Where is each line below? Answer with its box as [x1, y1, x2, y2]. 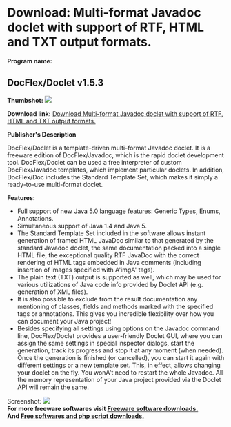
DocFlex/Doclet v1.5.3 [7, 77, 104, 89]
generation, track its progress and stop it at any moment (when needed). [17, 346, 224, 355]
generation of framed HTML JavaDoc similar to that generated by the [17, 236, 214, 244]
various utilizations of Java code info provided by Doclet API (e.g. [17, 280, 203, 288]
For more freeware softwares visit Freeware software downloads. [7, 404, 199, 413]
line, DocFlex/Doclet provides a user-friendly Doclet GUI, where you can [17, 331, 223, 339]
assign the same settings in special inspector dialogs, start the [17, 339, 195, 347]
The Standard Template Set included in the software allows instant [17, 229, 206, 237]
